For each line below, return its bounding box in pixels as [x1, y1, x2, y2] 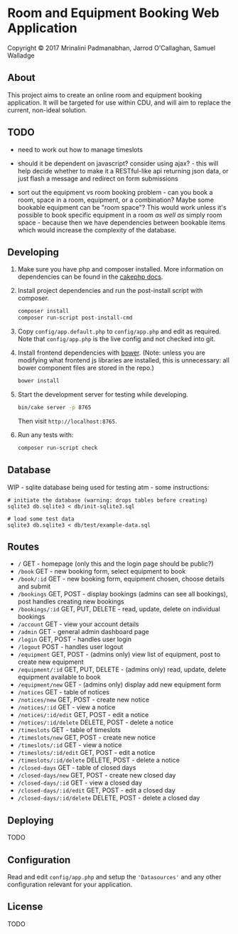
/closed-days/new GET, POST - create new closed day [17, 771, 176, 780]
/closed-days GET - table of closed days [17, 763, 136, 772]
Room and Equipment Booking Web [7, 5, 220, 21]
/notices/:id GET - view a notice [17, 703, 116, 712]
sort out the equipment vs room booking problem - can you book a [17, 188, 213, 196]
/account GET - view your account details [17, 620, 139, 628]
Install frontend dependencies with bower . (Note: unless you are [17, 348, 206, 357]
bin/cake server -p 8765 [17, 404, 92, 411]
